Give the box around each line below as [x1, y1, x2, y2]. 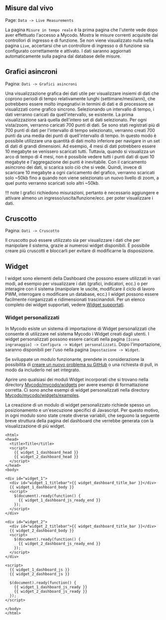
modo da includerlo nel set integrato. [5, 367, 80, 373]
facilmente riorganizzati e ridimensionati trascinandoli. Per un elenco [5, 296, 145, 302]
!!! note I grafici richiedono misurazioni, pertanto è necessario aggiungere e [5, 190, 159, 196]
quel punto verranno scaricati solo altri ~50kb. [5, 180, 100, 186]
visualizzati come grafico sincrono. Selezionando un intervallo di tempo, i [5, 106, 155, 112]
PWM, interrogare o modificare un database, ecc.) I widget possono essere [5, 291, 159, 297]
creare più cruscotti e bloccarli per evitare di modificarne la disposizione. [5, 248, 155, 254]
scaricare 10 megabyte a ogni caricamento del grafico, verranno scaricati [5, 169, 155, 175]
